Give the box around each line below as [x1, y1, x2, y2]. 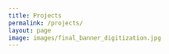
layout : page [8, 26, 52, 34]
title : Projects [8, 11, 62, 20]
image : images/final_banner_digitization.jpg [8, 33, 161, 42]
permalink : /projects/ [8, 19, 83, 27]
